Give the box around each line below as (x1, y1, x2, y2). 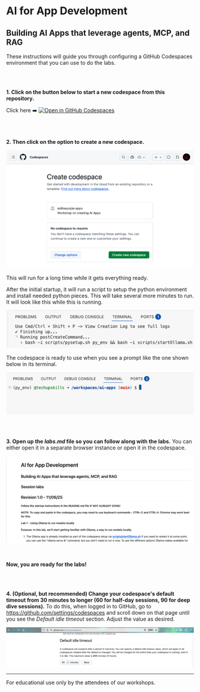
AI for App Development (6, 4, 128, 18)
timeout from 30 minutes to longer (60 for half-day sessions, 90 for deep (6, 596, 190, 603)
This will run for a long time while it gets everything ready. (6, 275, 148, 282)
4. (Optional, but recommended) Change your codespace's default (6, 590, 174, 597)
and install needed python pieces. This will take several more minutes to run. (6, 292, 194, 300)
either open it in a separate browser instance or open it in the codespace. (6, 444, 186, 451)
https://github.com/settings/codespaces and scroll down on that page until (6, 609, 190, 616)
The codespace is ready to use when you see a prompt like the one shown (6, 354, 189, 361)
